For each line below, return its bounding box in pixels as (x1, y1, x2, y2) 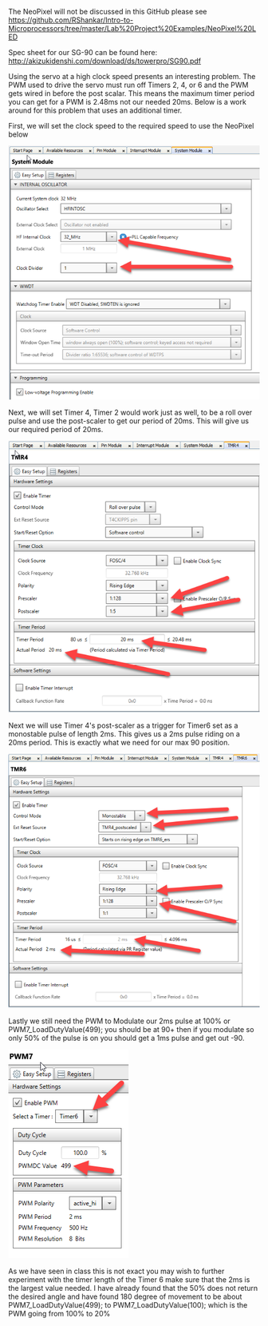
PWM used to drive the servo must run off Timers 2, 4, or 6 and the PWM (8, 80, 249, 89)
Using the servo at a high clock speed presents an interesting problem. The (8, 72, 256, 81)
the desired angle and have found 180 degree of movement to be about (8, 1292, 242, 1301)
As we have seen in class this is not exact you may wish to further (8, 1266, 225, 1276)
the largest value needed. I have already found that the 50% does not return (8, 1283, 258, 1292)
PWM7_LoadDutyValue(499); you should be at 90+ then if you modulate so (8, 1024, 254, 1034)
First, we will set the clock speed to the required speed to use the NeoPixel (8, 121, 254, 130)
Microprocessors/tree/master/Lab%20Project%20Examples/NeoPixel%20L (8, 24, 257, 33)
